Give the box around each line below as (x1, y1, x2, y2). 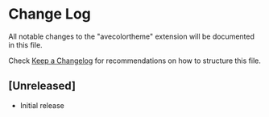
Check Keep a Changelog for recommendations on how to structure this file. (8, 56, 262, 65)
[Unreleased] (8, 79, 77, 93)
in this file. (8, 40, 43, 49)
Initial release (19, 100, 64, 110)
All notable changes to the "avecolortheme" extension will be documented (8, 31, 255, 41)
